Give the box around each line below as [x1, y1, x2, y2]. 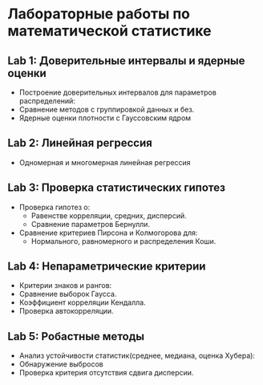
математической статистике [7, 22, 212, 40]
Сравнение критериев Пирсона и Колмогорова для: [18, 228, 198, 237]
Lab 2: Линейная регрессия [7, 136, 153, 150]
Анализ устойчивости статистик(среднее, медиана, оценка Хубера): [18, 351, 256, 361]
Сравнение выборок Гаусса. [18, 290, 117, 299]
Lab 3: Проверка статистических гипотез [7, 181, 226, 195]
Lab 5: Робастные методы [7, 330, 145, 343]
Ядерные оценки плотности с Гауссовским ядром [18, 113, 192, 123]
